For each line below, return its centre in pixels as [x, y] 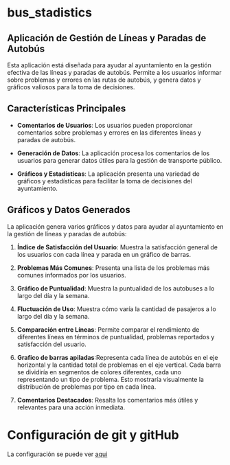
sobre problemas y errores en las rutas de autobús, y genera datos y [104, 80]
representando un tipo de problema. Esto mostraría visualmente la [111, 379]
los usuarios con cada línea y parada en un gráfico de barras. [104, 254]
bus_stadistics [50, 13]
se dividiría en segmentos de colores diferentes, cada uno [99, 372]
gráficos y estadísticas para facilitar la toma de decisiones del [104, 181]
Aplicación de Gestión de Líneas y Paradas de [107, 38]
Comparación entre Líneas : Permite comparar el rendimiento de [108, 329]
